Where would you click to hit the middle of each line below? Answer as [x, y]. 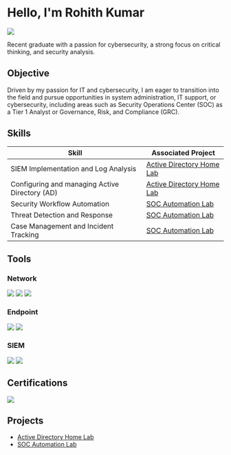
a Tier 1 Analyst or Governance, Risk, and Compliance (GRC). [93, 112]
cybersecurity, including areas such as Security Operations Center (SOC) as [115, 104]
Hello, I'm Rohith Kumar [76, 13]
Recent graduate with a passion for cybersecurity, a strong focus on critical [114, 44]
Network [22, 278]
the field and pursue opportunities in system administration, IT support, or [112, 97]
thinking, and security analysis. [51, 51]
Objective [29, 73]
